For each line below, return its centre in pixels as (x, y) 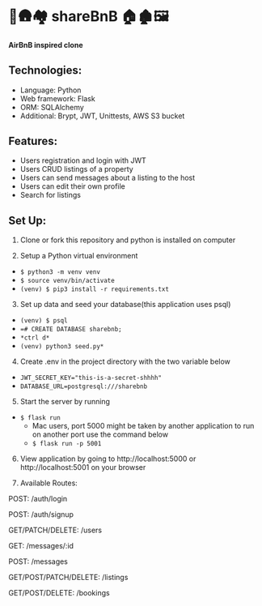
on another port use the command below (100, 434)
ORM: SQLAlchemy (52, 107)
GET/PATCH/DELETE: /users (55, 530)
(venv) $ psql (44, 321)
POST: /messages (38, 561)
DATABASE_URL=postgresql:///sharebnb (84, 386)
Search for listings (50, 195)
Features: (33, 141)
